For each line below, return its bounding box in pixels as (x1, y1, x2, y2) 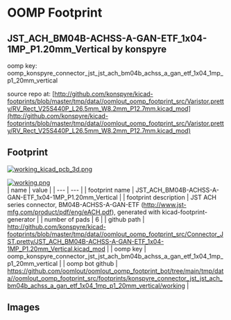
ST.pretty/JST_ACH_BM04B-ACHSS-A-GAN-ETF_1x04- (7, 237, 164, 245)
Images (7, 301, 40, 313)
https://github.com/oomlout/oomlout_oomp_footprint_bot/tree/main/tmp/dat (7, 267, 224, 275)
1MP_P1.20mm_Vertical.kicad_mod (7, 245, 105, 253)
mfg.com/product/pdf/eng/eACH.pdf (7, 208, 112, 216)
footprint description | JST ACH (126, 193, 217, 202)
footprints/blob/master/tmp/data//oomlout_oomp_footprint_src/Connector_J (7, 230, 224, 238)
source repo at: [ (7, 90, 55, 98)
